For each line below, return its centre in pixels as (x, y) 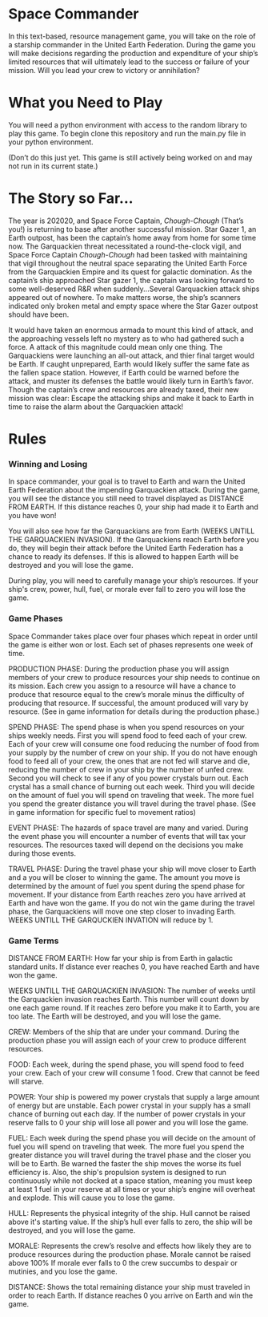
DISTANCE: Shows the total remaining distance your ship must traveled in (129, 1287)
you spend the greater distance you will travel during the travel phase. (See (132, 804)
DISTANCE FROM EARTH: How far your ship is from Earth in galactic (121, 958)
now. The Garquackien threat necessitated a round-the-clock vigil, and (125, 246)
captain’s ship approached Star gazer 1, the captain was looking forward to (131, 280)
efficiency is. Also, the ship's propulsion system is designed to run (117, 1172)
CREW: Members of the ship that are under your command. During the (124, 1031)
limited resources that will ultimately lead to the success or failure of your (129, 62)
